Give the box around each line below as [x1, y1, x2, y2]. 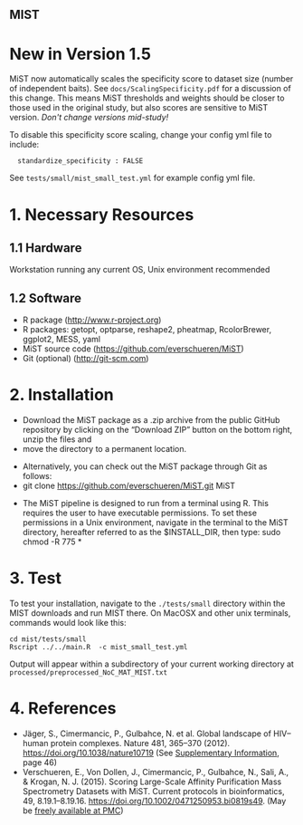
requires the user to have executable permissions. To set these [22, 507, 258, 519]
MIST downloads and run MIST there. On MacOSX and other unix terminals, [9, 608, 291, 619]
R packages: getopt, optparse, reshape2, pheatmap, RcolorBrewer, [22, 324, 272, 335]
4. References [9, 698, 117, 719]
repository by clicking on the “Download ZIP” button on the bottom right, [22, 425, 293, 436]
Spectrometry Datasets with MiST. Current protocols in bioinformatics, [22, 785, 285, 796]
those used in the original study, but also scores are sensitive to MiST [9, 102, 269, 113]
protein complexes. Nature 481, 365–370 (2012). [50, 737, 231, 748]
